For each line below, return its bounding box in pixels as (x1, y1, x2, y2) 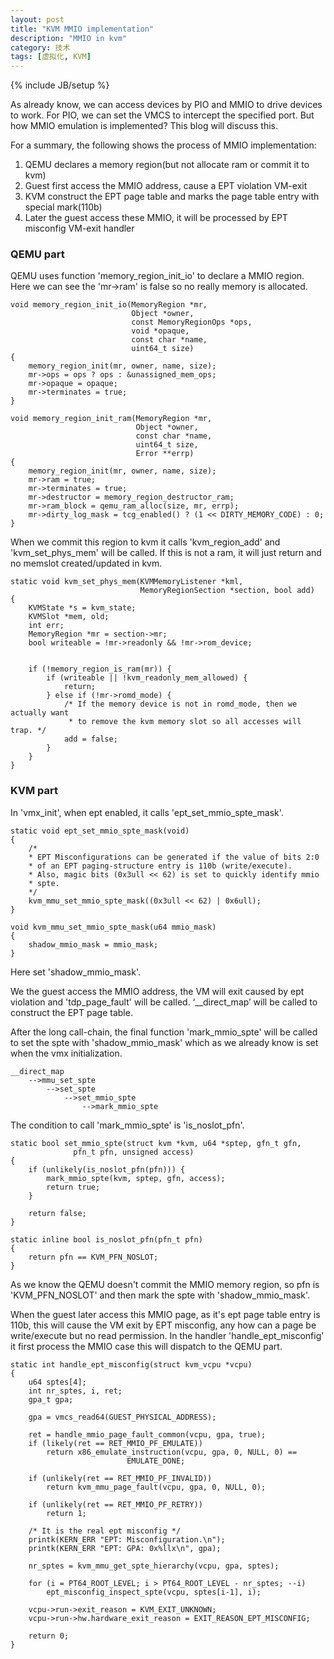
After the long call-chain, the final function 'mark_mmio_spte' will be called (10, 1026, 318, 1038)
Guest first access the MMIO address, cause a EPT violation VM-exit (24, 180, 308, 192)
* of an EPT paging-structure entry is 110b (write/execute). (28, 861, 293, 871)
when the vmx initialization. (10, 1047, 123, 1059)
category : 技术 (10, 42, 71, 53)
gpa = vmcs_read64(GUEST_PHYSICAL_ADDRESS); (28, 1412, 217, 1422)
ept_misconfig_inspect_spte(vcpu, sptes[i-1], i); (46, 1587, 262, 1597)
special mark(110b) (24, 201, 103, 213)
